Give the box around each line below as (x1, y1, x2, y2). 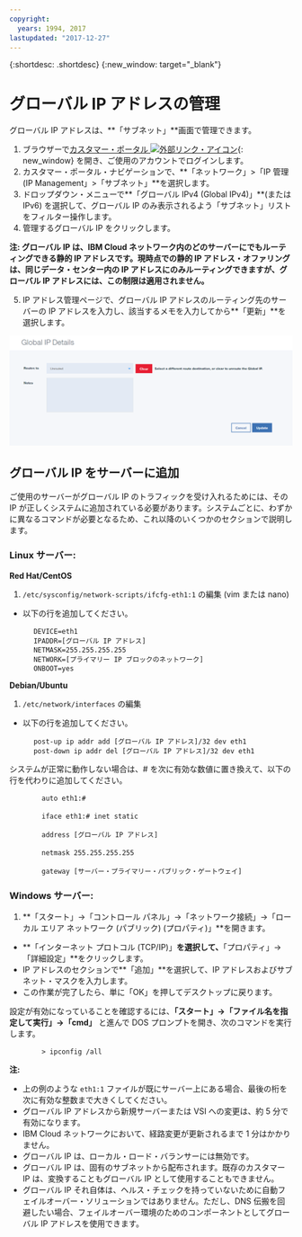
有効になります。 (22, 1117, 85, 1128)
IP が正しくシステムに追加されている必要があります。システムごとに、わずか (9, 502, 293, 512)
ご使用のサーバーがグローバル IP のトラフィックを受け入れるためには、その (9, 491, 289, 502)
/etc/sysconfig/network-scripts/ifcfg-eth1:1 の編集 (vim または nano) (22, 589, 289, 600)
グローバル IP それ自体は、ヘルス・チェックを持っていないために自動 (22, 1185, 279, 1196)
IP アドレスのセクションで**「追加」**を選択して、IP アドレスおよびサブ (22, 965, 294, 975)
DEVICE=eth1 (32, 627, 78, 636)
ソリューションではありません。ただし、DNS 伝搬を (84, 1196, 278, 1206)
